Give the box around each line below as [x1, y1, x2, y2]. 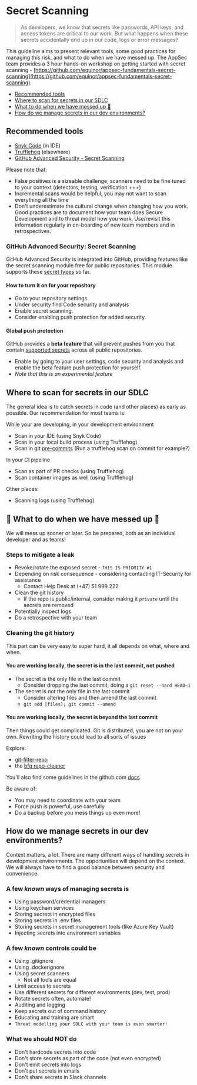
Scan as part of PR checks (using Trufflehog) [14, 468, 125, 475]
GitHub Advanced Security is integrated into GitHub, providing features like [6, 255, 188, 263]
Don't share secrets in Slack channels [14, 1073, 106, 1080]
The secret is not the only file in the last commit [14, 687, 130, 694]
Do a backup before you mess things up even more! [14, 809, 141, 817]
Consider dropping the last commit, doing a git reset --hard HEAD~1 [23, 681, 191, 689]
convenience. [6, 870, 39, 877]
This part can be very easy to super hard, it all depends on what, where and [6, 642, 190, 650]
